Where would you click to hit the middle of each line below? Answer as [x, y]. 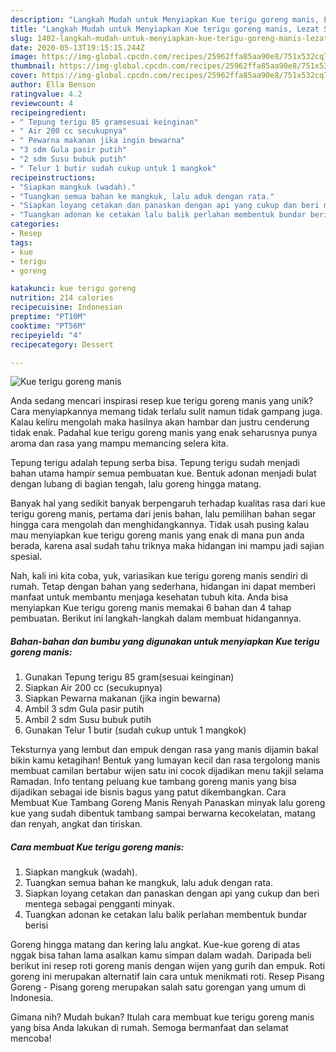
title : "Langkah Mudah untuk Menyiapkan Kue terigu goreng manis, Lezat [165, 29]
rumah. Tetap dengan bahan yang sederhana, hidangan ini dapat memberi [163, 587]
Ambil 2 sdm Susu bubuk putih [88, 720]
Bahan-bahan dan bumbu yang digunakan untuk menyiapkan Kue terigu [165, 641]
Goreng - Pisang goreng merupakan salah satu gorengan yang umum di [158, 987]
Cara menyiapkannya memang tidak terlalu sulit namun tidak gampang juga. [166, 412]
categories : [35, 224]
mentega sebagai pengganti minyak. [99, 904]
